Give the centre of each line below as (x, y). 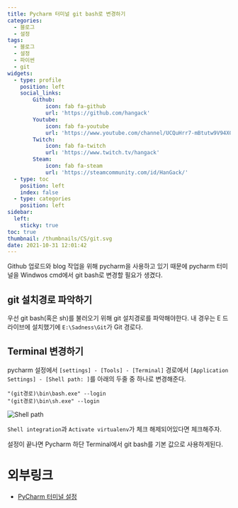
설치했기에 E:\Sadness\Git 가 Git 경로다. (87, 327)
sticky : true (39, 225)
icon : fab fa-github (75, 107)
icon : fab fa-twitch (75, 146)
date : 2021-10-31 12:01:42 (47, 245)
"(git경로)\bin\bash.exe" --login (57, 394)
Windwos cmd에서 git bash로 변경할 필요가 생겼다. (91, 275)
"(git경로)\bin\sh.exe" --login (54, 401)
